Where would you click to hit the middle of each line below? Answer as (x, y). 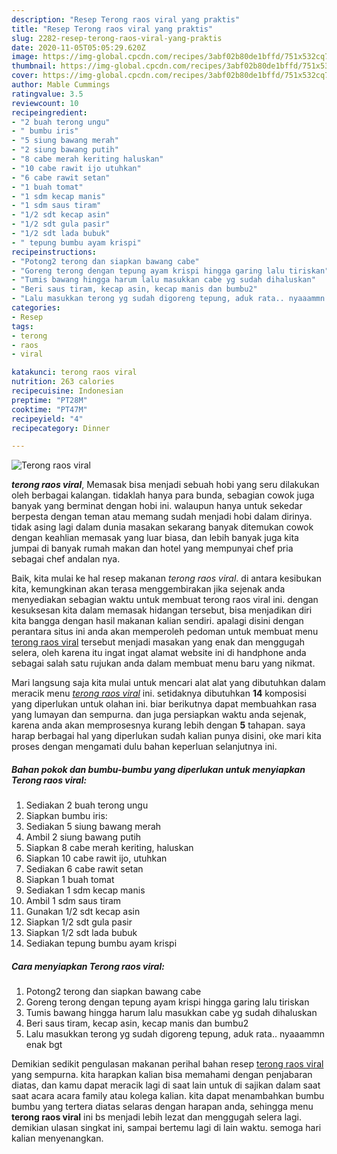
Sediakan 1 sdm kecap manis (85, 890)
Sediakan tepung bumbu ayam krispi (101, 943)
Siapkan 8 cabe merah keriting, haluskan (109, 848)
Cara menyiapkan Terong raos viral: (88, 966)
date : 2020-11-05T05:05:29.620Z (78, 47)
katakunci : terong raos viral (74, 372)
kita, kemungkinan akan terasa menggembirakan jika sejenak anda (148, 589)
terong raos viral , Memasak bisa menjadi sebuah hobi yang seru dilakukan (165, 485)
